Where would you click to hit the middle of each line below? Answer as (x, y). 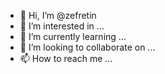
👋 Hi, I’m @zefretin (58, 15)
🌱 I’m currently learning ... (73, 36)
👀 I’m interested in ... (62, 26)
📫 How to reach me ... (66, 58)
